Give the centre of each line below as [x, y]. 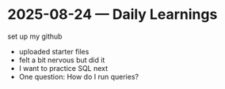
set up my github [35, 36]
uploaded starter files [54, 51]
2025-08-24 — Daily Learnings [113, 15]
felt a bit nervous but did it [62, 60]
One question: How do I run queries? [79, 76]
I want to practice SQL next [63, 68]
